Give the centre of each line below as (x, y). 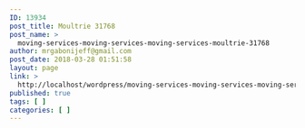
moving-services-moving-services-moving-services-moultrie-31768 (144, 43)
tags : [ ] (28, 101)
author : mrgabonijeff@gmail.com (70, 51)
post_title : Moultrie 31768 (63, 26)
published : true (40, 93)
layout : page (34, 69)
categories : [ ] (40, 110)
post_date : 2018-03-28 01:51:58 (70, 59)
